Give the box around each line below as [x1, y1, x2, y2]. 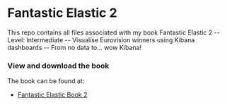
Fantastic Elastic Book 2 [17, 90, 88, 99]
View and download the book [7, 61, 110, 70]
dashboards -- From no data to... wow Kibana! [7, 43, 142, 51]
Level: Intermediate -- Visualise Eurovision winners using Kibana [7, 35, 195, 44]
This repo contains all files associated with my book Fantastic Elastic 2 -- [7, 28, 221, 37]
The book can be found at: [7, 77, 85, 85]
